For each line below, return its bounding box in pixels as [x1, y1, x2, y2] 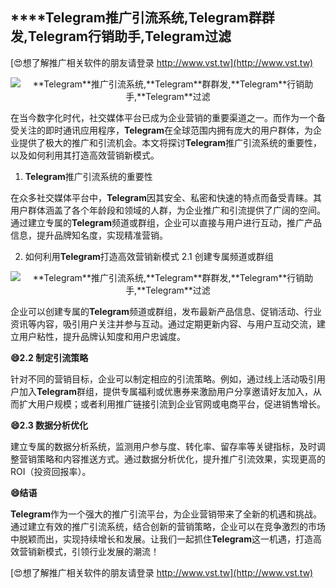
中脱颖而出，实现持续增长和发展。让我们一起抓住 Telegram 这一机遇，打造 [10, 533, 313, 545]
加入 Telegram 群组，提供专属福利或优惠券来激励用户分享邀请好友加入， [18, 385, 313, 397]
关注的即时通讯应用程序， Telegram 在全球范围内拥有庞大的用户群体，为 [18, 124, 313, 136]
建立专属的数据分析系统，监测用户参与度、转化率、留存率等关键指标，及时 [10, 440, 317, 452]
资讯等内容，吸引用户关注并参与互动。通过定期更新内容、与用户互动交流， [10, 318, 317, 330]
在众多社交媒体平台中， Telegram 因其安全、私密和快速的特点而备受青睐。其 [10, 191, 322, 203]
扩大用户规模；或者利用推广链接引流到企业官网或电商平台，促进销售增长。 [18, 398, 326, 410]
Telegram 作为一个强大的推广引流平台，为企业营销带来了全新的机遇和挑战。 [10, 508, 322, 520]
